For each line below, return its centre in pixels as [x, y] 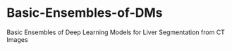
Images [18, 39]
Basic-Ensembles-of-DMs [85, 13]
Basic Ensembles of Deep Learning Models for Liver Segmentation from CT [116, 32]
